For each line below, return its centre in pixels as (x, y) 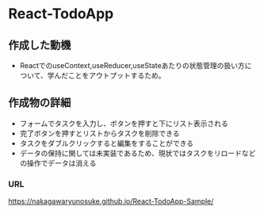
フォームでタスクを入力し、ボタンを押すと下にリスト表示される (124, 123)
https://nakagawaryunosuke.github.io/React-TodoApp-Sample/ (111, 201)
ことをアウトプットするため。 (117, 75)
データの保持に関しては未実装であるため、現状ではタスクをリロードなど (138, 153)
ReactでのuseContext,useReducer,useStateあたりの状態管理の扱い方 (132, 65)
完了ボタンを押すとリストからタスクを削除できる (99, 133)
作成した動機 (40, 45)
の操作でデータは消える (58, 162)
